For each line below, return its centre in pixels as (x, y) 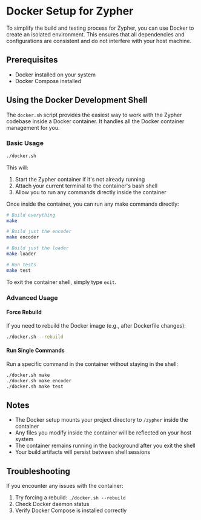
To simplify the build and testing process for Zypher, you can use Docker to (100, 28)
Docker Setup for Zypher (70, 11)
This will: (17, 167)
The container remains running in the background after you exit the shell (105, 446)
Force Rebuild (24, 312)
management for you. (33, 127)
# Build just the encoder (39, 232)
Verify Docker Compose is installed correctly (71, 510)
